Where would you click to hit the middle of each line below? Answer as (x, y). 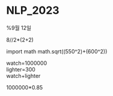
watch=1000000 (26, 63)
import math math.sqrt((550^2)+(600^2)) (57, 51)
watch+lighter (23, 76)
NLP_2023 (33, 10)
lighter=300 (21, 69)
